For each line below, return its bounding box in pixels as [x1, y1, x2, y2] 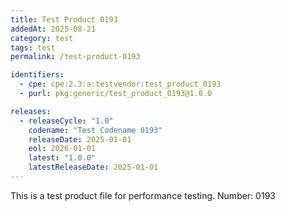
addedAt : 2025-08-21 [10, 24, 97, 34]
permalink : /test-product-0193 [10, 52, 141, 62]
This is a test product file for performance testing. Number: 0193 [10, 189, 276, 201]
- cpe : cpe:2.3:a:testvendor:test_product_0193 [19, 79, 222, 90]
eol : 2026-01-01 [28, 144, 97, 154]
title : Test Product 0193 [10, 14, 118, 25]
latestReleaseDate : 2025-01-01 [28, 162, 159, 173]
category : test [10, 33, 74, 43]
